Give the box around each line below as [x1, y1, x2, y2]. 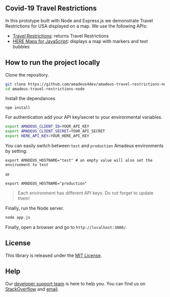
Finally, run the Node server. [5, 205, 64, 211]
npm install [5, 105, 30, 111]
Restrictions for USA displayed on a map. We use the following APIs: [5, 23, 148, 29]
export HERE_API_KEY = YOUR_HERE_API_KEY [5, 134, 90, 139]
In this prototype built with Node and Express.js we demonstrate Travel [5, 17, 153, 23]
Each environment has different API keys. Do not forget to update [17, 190, 154, 196]
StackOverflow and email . [5, 286, 59, 292]
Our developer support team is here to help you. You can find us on [5, 280, 146, 286]
